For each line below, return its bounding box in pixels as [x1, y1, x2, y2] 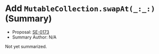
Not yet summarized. [5, 43, 47, 49]
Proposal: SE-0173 [12, 29, 50, 35]
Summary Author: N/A [12, 34, 57, 40]
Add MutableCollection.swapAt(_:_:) [5, 3, 156, 14]
